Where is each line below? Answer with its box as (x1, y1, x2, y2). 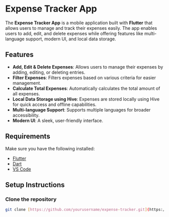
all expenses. (12, 90, 40, 96)
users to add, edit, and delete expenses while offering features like (5, 30, 143, 36)
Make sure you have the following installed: (5, 145, 95, 151)
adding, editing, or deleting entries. (12, 69, 86, 75)
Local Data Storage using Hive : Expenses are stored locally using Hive (12, 96, 160, 102)
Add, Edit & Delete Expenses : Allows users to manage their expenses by (12, 64, 163, 70)
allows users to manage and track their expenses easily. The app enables (5, 25, 157, 31)
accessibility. (12, 112, 40, 118)
